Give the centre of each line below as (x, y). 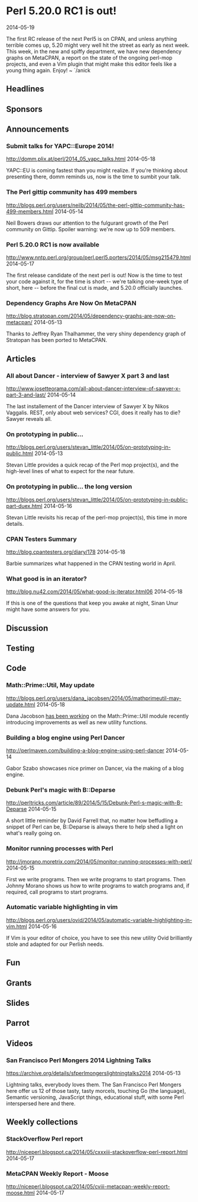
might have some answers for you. (48, 609)
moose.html (21, 1193)
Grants (19, 983)
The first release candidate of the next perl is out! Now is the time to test (94, 275)
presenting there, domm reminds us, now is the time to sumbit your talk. (94, 177)
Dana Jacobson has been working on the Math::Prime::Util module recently (98, 716)
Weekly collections (42, 1122)
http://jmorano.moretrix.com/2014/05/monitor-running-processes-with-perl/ (99, 861)
